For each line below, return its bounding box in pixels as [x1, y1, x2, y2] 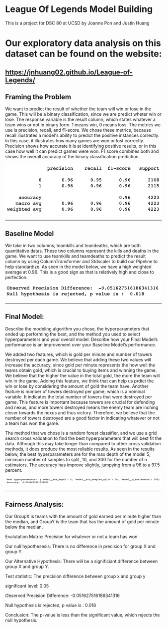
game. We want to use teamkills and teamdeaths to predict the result [5, 253, 146, 259]
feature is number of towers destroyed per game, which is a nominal [5, 388, 145, 394]
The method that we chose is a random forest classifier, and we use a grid [5, 430, 157, 436]
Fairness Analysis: [5, 500, 64, 509]
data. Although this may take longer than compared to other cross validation [5, 440, 161, 446]
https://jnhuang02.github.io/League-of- [5, 68, 133, 76]
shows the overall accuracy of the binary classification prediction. [5, 154, 140, 160]
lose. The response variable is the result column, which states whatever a [5, 116, 156, 123]
